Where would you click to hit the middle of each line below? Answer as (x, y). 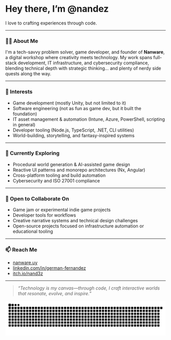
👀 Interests (19, 92)
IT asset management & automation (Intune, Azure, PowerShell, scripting (89, 119)
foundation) (25, 114)
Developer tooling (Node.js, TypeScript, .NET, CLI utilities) (73, 130)
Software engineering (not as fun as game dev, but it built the (77, 108)
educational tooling (33, 231)
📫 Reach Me (21, 250)
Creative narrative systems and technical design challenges (75, 221)
